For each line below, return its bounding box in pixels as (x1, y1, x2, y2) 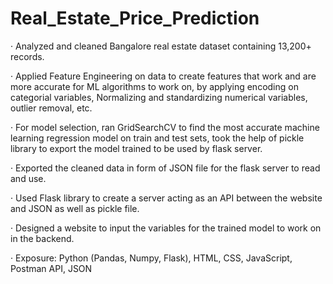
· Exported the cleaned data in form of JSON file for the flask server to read (10, 162, 321, 174)
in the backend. (10, 232, 75, 244)
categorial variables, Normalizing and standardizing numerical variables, (10, 91, 308, 103)
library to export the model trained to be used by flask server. (10, 142, 263, 154)
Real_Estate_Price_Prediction (10, 7, 260, 30)
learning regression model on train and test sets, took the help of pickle (10, 132, 305, 144)
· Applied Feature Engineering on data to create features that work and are (10, 70, 317, 82)
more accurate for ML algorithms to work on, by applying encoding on (10, 80, 299, 92)
